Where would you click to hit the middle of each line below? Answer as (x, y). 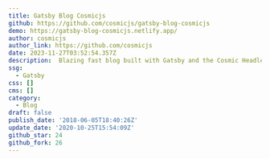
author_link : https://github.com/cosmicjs (80, 46)
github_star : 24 (35, 135)
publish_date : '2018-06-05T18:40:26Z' (73, 120)
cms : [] (21, 90)
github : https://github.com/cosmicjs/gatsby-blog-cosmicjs (109, 23)
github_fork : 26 (35, 143)
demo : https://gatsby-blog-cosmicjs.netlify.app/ (93, 31)
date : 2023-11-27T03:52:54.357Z (62, 53)
